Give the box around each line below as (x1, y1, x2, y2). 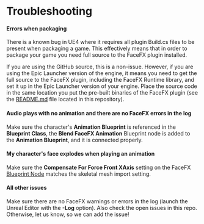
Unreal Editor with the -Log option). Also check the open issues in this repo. (6, 204, 197, 211)
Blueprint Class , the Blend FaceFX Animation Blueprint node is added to (6, 129, 191, 137)
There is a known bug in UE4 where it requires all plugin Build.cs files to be (6, 38, 195, 46)
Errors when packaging (6, 24, 67, 32)
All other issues (6, 184, 47, 192)
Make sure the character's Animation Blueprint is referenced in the (6, 123, 176, 131)
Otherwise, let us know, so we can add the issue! (6, 211, 129, 218)
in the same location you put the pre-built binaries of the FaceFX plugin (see (6, 89, 199, 96)
